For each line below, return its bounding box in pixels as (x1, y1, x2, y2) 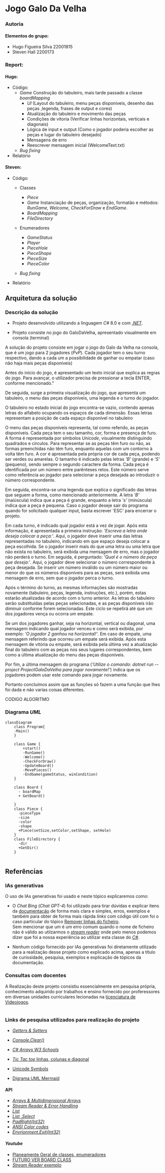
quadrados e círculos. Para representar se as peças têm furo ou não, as (5, 441, 151, 446)
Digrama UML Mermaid (12, 1075, 60, 1082)
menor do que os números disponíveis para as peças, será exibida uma (5, 570, 150, 576)
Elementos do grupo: (5, 33, 49, 39)
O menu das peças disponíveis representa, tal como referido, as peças (5, 425, 149, 431)
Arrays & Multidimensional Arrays (12, 1097, 81, 1104)
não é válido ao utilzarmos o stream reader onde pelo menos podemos (12, 929, 157, 935)
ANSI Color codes (12, 1124, 49, 1130)
